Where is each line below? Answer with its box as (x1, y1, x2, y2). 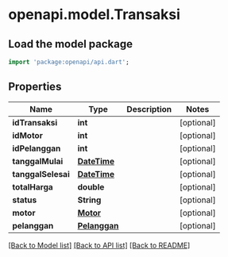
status (12, 194, 37, 205)
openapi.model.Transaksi (8, 6, 181, 24)
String (77, 194, 102, 205)
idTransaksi (12, 117, 58, 128)
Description (126, 103, 172, 114)
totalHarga (12, 181, 53, 192)
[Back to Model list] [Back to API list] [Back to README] (8, 240, 191, 250)
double (77, 181, 105, 192)
